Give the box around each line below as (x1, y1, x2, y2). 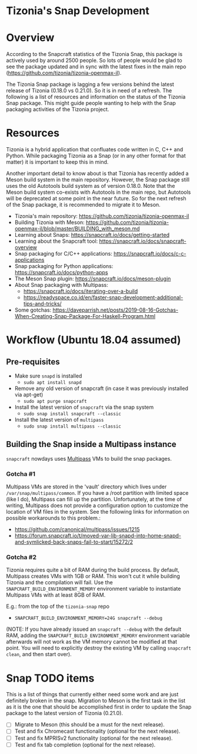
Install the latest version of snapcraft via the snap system (14, 404, 154, 411)
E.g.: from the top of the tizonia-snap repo (6, 603, 110, 610)
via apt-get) (14, 391, 44, 398)
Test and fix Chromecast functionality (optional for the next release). (14, 727, 181, 735)
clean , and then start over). (6, 651, 72, 658)
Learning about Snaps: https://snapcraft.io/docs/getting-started (14, 232, 169, 239)
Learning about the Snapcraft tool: (14, 237, 98, 245)
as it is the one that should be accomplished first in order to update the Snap (6, 703, 192, 710)
